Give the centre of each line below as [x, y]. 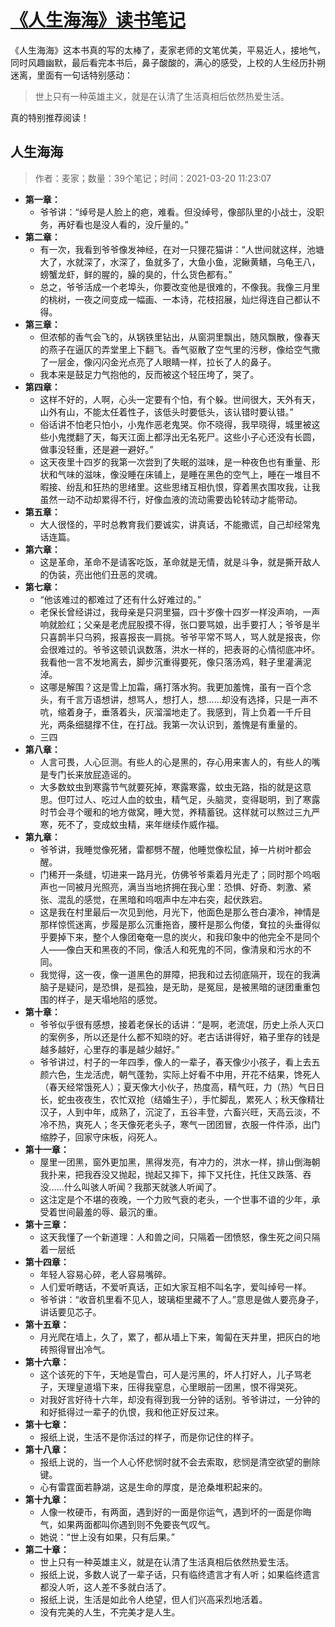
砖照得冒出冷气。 [75, 1349]
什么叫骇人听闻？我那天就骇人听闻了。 [142, 1187]
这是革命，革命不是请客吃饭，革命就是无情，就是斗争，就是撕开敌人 [180, 562]
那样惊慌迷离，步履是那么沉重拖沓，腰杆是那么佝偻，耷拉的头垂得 [175, 924]
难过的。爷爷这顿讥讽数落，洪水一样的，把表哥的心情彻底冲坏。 [189, 649]
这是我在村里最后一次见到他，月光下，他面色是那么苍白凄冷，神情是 [180, 912]
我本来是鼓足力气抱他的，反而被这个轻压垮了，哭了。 [149, 374]
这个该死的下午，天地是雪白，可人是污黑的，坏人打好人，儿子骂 [171, 1374]
